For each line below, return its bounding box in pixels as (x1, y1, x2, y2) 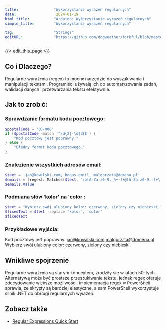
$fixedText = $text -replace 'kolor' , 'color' (5, 209, 103, 214)
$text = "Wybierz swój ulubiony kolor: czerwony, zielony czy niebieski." (5, 204, 163, 209)
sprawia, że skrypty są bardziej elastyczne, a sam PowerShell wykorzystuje (5, 285, 159, 291)
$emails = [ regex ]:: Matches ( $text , (5, 177, 79, 182)
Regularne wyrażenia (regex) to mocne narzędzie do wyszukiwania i (5, 75, 144, 82)
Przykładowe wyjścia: (5, 226, 59, 233)
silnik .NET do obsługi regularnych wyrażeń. (5, 290, 95, 296)
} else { (5, 141, 23, 145)
